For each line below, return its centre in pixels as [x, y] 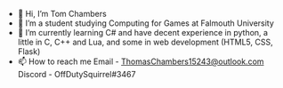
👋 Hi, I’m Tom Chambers [62, 14]
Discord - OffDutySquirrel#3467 [77, 74]
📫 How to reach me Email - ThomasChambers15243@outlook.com [141, 61]
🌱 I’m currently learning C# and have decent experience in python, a [143, 32]
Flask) [29, 52]
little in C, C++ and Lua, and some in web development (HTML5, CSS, [145, 42]
